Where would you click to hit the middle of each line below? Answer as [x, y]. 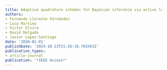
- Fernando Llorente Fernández [38, 19]
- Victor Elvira [22, 28]
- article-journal [24, 55]
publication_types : [25, 51]
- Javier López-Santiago [31, 37]
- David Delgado [22, 33]
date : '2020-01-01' [25, 42]
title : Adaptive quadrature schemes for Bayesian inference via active [81, 10]
